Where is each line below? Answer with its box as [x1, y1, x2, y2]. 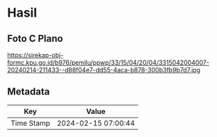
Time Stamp [10, 118, 51, 128]
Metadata [7, 86, 50, 98]
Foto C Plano [7, 33, 63, 45]
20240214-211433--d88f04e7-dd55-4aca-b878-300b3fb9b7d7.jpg [7, 66, 200, 74]
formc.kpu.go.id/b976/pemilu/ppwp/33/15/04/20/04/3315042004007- [7, 58, 210, 67]
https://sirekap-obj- [7, 51, 64, 59]
